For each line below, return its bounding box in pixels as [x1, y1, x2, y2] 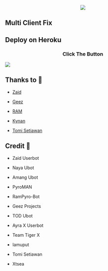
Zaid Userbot [12, 155, 39, 161]
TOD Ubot [12, 212, 33, 218]
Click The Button [62, 50, 104, 57]
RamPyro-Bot [12, 194, 40, 200]
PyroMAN [12, 184, 32, 190]
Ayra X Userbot [12, 222, 43, 228]
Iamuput [12, 241, 30, 248]
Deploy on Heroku [5, 35, 62, 44]
